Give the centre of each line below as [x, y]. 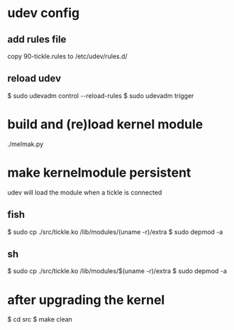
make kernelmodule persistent [99, 172]
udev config [44, 13]
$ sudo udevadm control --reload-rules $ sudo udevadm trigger [101, 95]
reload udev [34, 78]
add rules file [37, 39]
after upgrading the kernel [86, 300]
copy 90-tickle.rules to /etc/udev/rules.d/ [67, 56]
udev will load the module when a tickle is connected [85, 192]
